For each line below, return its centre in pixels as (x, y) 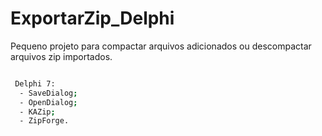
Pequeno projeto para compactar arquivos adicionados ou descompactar (161, 46)
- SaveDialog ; (48, 93)
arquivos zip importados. (61, 56)
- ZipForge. (44, 121)
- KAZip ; (37, 112)
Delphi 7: (35, 83)
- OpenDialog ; (48, 102)
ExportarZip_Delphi (92, 18)
